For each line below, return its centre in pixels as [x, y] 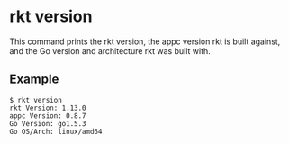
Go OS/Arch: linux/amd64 [56, 131]
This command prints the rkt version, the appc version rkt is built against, [145, 41]
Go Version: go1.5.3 [48, 123]
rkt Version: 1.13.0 [48, 108]
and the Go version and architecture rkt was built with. [110, 50]
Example [34, 80]
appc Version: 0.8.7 [48, 116]
